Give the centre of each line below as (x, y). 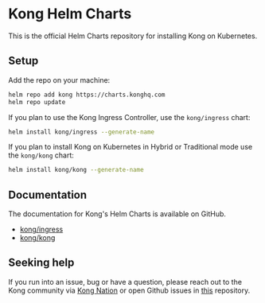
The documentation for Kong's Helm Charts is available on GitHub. (117, 214)
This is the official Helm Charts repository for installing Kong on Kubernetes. (133, 36)
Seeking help (41, 263)
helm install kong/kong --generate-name (76, 170)
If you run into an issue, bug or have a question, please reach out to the (125, 282)
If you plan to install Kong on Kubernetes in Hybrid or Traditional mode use (131, 147)
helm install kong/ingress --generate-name (82, 132)
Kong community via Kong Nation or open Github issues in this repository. (129, 290)
